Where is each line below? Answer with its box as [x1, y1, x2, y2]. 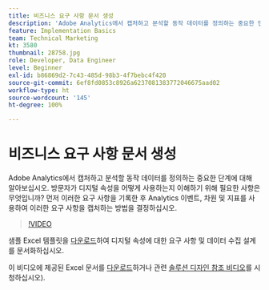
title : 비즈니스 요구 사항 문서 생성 [8, 11, 114, 20]
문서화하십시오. [16, 246, 65, 256]
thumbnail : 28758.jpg [8, 49, 81, 57]
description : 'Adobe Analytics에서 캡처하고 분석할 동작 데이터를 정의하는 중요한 [8, 19, 255, 27]
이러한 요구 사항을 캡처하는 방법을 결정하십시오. [29, 203, 178, 213]
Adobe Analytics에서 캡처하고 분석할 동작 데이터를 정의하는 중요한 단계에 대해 [8, 173, 253, 183]
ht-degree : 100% [8, 101, 62, 109]
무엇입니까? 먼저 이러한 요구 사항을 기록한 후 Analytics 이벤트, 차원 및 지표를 [8, 193, 247, 203]
